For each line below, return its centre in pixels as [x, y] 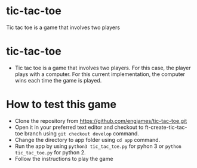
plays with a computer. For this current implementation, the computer [100, 74]
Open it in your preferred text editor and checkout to [79, 127]
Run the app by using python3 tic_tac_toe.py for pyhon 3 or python [98, 146]
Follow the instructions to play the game [64, 159]
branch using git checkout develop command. [81, 133]
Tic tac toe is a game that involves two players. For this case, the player [103, 68]
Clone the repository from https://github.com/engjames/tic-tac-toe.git [101, 121]
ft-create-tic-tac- [166, 127]
